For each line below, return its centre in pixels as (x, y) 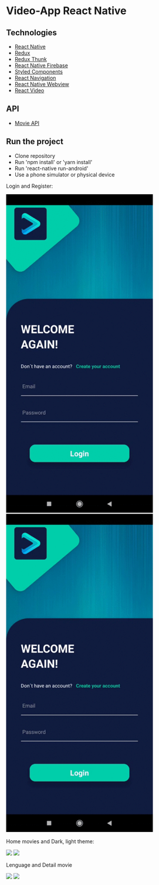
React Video (29, 90)
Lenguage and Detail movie (39, 865)
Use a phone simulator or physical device (65, 174)
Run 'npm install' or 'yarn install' (53, 162)
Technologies (32, 33)
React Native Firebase (41, 65)
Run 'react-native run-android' (51, 168)
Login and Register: (30, 186)
